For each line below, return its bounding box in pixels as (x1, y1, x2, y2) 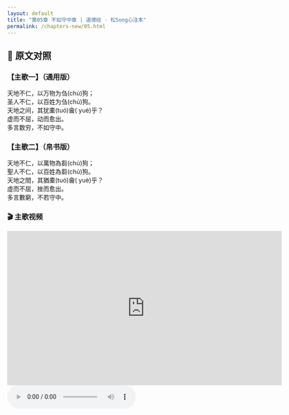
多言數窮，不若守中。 (7, 193, 67, 202)
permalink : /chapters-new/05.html (7, 23, 106, 29)
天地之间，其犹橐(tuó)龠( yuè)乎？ (7, 106, 104, 115)
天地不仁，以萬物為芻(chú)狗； (7, 159, 95, 167)
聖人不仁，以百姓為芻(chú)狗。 (7, 167, 95, 176)
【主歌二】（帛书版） (7, 142, 74, 152)
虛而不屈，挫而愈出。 (7, 185, 67, 193)
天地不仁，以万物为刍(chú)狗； (7, 89, 95, 97)
